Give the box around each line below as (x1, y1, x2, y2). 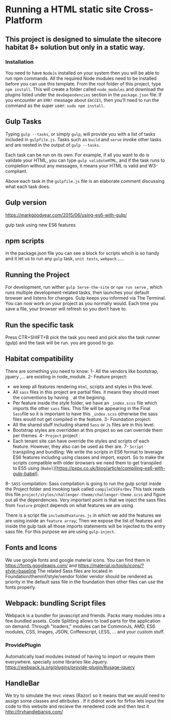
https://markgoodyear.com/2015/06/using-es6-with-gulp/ (5, 211, 127, 218)
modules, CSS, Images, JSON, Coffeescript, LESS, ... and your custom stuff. (5, 629, 165, 635)
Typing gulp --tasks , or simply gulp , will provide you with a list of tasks (5, 131, 156, 137)
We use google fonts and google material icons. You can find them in (5, 557, 151, 563)
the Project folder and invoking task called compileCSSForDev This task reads (5, 485, 165, 492)
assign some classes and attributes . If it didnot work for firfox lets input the (5, 698, 164, 704)
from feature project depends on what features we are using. (5, 502, 134, 508)
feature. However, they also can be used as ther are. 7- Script (12, 443, 144, 449)
